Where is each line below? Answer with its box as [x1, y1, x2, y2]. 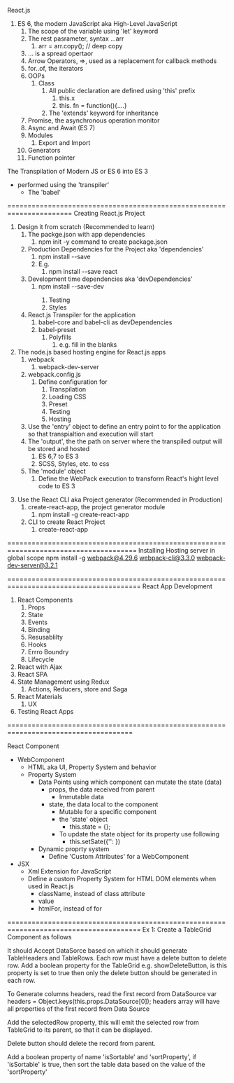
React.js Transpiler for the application [27, 311, 136, 319]
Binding [27, 626, 50, 633]
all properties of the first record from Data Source [7, 1005, 150, 1013]
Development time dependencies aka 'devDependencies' [27, 275, 193, 283]
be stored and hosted [27, 445, 90, 453]
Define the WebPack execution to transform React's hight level [38, 474, 219, 483]
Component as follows [7, 933, 72, 941]
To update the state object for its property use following [59, 830, 220, 838]
